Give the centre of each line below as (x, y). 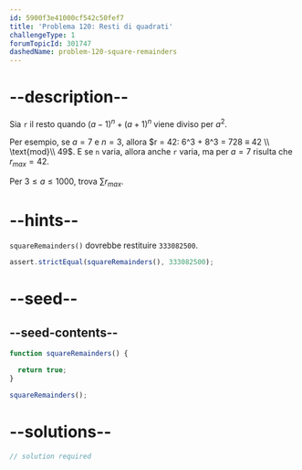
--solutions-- (61, 432)
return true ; (42, 370)
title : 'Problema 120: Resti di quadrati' (91, 27)
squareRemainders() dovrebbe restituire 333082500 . (104, 246)
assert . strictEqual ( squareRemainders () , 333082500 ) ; (112, 262)
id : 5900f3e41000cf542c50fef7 (67, 18)
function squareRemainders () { (69, 354)
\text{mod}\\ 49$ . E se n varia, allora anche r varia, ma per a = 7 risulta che (151, 151)
